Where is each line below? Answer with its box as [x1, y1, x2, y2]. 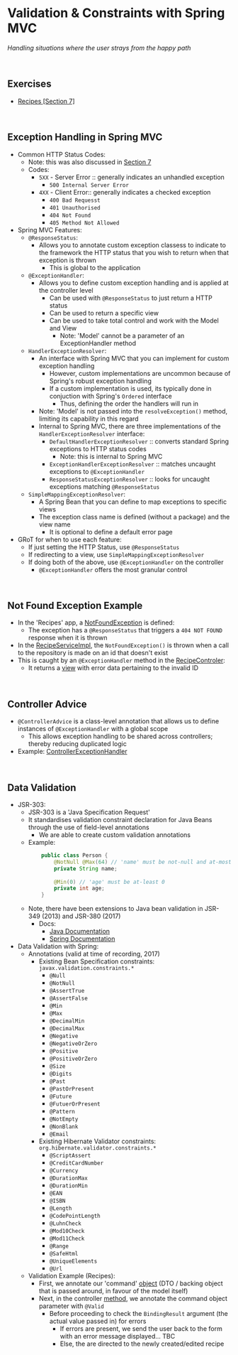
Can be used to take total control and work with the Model [49, 316, 220, 325]
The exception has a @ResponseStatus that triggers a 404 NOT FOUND [28, 626, 223, 635]
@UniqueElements [49, 1258, 98, 1265]
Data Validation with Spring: [17, 942, 99, 951]
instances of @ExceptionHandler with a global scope [17, 725, 169, 733]
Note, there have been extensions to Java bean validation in [28, 905, 203, 913]
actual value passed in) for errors [49, 1317, 147, 1326]
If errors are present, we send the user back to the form [59, 1324, 223, 1333]
